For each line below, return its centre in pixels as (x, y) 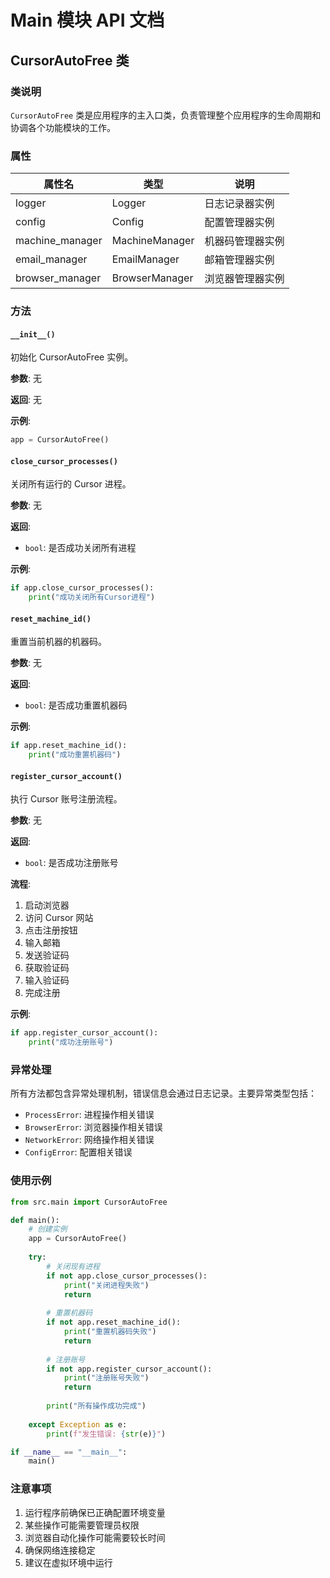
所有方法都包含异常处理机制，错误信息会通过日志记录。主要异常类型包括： (163, 1093)
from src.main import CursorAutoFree (89, 1202)
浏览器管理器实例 (244, 279)
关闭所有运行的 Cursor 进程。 (71, 484)
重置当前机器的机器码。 (58, 642)
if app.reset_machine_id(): (69, 746)
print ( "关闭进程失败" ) (106, 1285)
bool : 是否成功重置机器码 (76, 705)
